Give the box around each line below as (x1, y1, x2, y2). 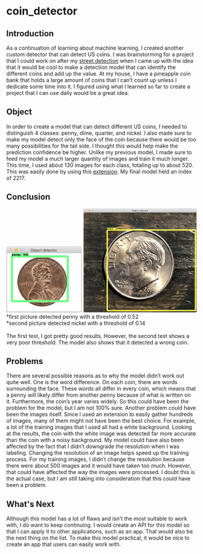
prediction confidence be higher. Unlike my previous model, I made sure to (6, 148, 192, 155)
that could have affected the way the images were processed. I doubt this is (6, 469, 195, 476)
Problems (6, 356, 43, 367)
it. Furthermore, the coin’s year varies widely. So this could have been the (6, 398, 189, 405)
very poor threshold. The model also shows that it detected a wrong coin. (6, 339, 189, 346)
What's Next (6, 499, 54, 509)
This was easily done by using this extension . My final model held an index (6, 168, 192, 175)
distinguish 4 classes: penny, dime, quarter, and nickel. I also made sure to (6, 129, 192, 137)
